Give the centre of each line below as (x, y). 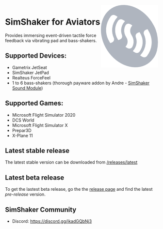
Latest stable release (37, 150)
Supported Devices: (36, 56)
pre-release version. (25, 194)
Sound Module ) (27, 88)
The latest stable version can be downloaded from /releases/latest (71, 162)
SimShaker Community (41, 209)
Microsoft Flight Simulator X (40, 125)
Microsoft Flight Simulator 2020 (44, 115)
